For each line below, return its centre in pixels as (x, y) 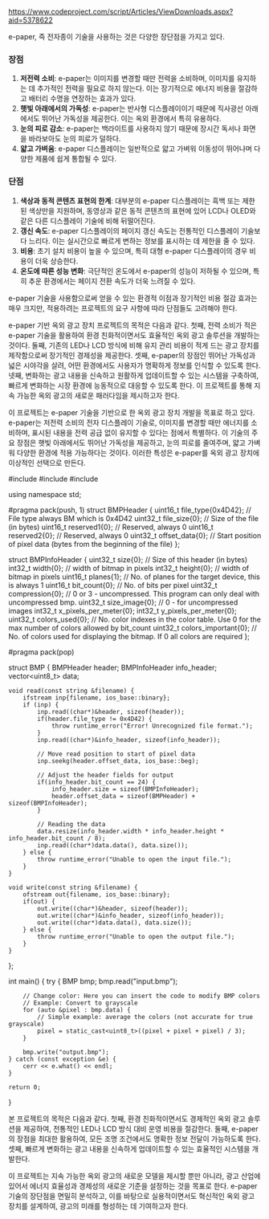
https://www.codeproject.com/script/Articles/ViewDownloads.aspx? (121, 12)
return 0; (25, 1087)
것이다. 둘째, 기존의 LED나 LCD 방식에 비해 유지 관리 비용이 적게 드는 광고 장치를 (134, 345)
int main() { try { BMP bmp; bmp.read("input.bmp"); (93, 981)
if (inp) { (41, 705)
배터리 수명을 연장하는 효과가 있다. (82, 99)
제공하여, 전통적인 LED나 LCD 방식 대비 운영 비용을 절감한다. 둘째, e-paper (141, 1128)
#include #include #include (53, 479)
